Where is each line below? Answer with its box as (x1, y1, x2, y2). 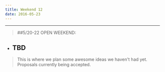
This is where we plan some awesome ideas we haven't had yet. (17, 56, 147, 62)
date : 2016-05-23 (5, 12, 41, 17)
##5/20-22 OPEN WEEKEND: (17, 30, 76, 36)
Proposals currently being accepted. (17, 62, 91, 68)
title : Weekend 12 (5, 7, 43, 12)
